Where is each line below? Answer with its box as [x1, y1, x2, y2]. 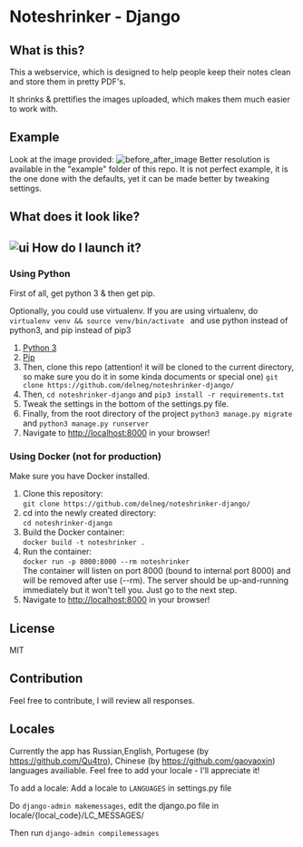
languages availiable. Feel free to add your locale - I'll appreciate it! [9, 764, 260, 775]
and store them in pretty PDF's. [9, 76, 126, 87]
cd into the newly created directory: [22, 507, 157, 518]
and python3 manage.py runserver [22, 418, 150, 428]
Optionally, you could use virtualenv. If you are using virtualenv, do [9, 305, 259, 316]
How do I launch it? [31, 240, 142, 255]
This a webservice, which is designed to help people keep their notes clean [9, 66, 291, 77]
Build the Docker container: [22, 527, 125, 537]
